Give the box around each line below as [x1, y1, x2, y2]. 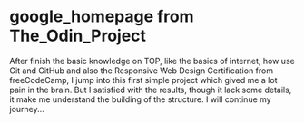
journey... [9, 103, 45, 114]
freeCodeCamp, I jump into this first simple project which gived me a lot [9, 74, 278, 85]
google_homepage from [9, 6, 194, 27]
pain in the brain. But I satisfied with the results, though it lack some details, [9, 84, 292, 95]
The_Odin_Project [9, 25, 147, 46]
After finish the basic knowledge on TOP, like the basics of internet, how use [9, 55, 295, 66]
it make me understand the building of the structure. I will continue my [9, 93, 271, 105]
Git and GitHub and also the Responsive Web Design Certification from [9, 65, 274, 76]
